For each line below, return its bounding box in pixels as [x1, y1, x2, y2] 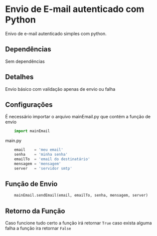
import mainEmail [14, 129, 50, 134]
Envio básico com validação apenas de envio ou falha [5, 86, 116, 92]
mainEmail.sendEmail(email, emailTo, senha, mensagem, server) [14, 193, 149, 198]
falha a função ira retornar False [5, 226, 71, 232]
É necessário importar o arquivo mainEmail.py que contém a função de [5, 114, 151, 120]
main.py [5, 138, 21, 144]
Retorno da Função [5, 207, 65, 215]
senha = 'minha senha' [14, 152, 68, 157]
